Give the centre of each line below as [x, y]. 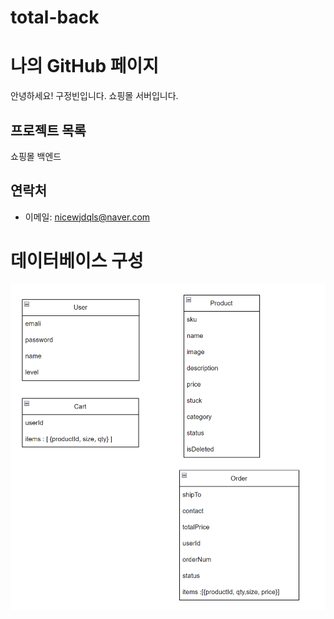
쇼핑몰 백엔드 [36, 156]
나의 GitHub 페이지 [84, 66]
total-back [55, 17]
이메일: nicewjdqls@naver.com [87, 217]
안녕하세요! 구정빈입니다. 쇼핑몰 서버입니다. [94, 96]
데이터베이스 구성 [77, 260]
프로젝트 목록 [48, 130]
